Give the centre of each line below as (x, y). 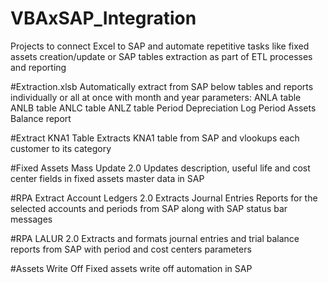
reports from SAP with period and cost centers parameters (131, 249)
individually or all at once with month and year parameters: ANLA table (156, 97)
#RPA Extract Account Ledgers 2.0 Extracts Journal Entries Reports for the (164, 198)
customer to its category (61, 148)
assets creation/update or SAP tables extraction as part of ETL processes (161, 56)
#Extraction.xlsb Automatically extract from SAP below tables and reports (162, 86)
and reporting (38, 67)
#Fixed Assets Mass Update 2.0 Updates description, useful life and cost (160, 168)
